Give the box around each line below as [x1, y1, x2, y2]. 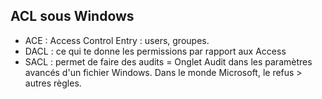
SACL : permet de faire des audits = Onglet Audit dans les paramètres [24, 55, 313, 68]
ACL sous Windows [10, 8, 135, 25]
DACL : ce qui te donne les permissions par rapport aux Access [24, 45, 287, 57]
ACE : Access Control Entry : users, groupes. [24, 34, 210, 46]
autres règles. [24, 77, 82, 89]
